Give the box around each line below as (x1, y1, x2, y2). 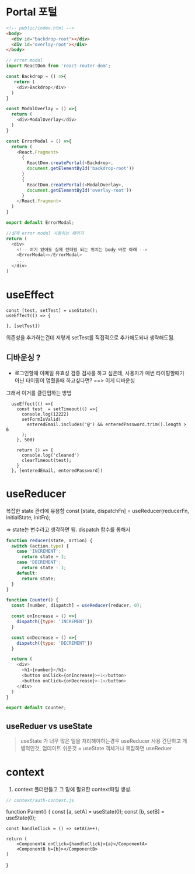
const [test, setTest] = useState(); (6, 307, 98, 314)
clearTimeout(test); (21, 457, 72, 463)
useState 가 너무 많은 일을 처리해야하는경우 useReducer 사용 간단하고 (20, 737, 181, 744)
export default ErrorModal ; (6, 220, 75, 226)
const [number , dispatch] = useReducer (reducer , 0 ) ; (11, 603, 142, 608)
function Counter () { (6, 597, 59, 603)
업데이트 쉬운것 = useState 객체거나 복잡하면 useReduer (42, 745, 172, 752)
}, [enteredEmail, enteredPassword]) (11, 467, 103, 474)
